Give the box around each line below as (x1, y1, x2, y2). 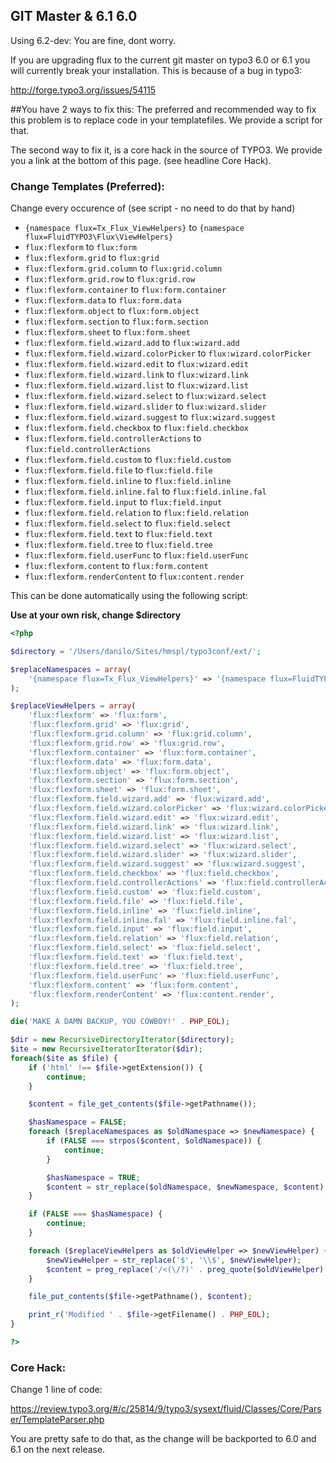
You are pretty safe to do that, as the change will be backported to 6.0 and (10, 1433, 317, 1445)
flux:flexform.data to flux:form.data (24, 294, 182, 306)
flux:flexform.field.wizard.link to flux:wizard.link (24, 369, 249, 381)
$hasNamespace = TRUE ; (46, 1172, 141, 1183)
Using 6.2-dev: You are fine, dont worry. (10, 34, 177, 46)
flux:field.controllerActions (24, 445, 152, 455)
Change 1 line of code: (10, 1384, 103, 1396)
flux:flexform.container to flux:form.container (24, 284, 227, 296)
